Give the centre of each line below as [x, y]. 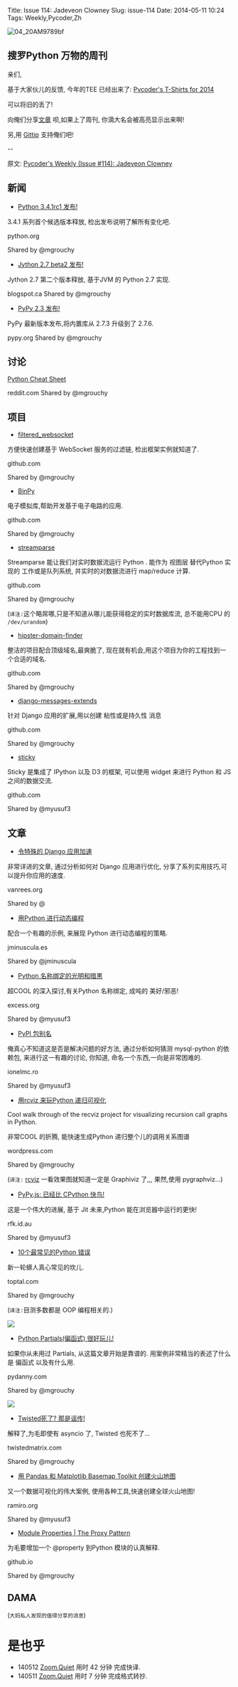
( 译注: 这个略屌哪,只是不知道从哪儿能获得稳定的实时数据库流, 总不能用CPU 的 [119, 614]
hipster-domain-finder [50, 636]
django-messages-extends [57, 701]
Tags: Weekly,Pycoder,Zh [44, 18]
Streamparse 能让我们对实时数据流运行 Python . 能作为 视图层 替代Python [115, 562]
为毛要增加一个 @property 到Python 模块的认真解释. [83, 1548]
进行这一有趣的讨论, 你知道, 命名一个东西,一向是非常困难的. [116, 1058]
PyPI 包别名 [34, 1034]
